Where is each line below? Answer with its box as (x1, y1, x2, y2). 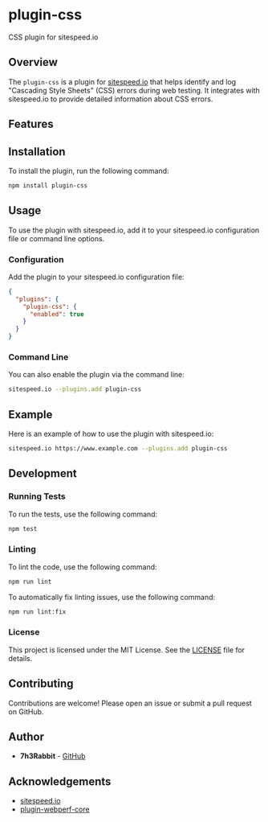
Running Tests (8, 491, 66, 502)
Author (8, 730, 44, 744)
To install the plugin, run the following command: (8, 166, 170, 175)
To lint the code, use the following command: (8, 561, 158, 572)
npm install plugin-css (8, 181, 88, 190)
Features (8, 117, 54, 131)
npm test (8, 524, 38, 532)
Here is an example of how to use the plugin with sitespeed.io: (8, 429, 214, 439)
